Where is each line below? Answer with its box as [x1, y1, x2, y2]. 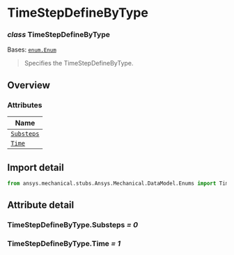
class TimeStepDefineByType [7, 30, 110, 40]
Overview [7, 79, 51, 91]
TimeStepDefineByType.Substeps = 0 [7, 220, 138, 230]
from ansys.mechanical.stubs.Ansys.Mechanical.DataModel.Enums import [7, 180, 217, 187]
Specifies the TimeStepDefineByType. [24, 59, 134, 68]
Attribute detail [7, 199, 75, 211]
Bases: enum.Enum [7, 45, 57, 54]
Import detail [7, 162, 64, 173]
